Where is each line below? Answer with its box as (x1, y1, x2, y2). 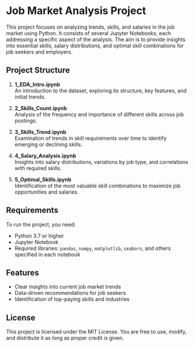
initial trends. (14, 93, 46, 100)
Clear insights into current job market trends (14, 283, 122, 290)
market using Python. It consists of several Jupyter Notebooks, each (6, 29, 171, 36)
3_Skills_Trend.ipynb (14, 128, 67, 135)
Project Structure (6, 66, 70, 75)
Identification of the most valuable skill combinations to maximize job (14, 182, 181, 189)
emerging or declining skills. (14, 140, 83, 147)
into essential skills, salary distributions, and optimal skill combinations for (6, 42, 184, 49)
